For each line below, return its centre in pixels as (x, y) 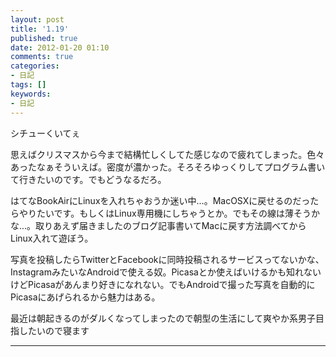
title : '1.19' (40, 29)
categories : (35, 66)
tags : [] (28, 85)
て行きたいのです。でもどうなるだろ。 (88, 179)
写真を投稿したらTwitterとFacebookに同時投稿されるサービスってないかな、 (167, 259)
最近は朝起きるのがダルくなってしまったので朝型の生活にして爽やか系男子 (163, 318)
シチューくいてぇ (45, 133)
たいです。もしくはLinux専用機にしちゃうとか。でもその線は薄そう (174, 213)
